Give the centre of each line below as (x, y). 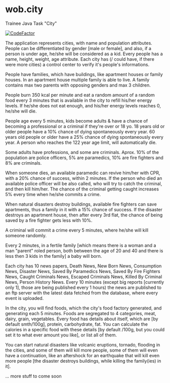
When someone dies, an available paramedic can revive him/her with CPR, (83, 173)
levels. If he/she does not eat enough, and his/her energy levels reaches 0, (83, 105)
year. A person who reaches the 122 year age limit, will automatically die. (81, 142)
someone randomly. (26, 235)
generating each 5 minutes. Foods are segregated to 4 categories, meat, (81, 313)
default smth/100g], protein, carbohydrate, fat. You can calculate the (77, 324)
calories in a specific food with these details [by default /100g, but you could (85, 329)
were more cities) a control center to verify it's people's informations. (77, 64)
